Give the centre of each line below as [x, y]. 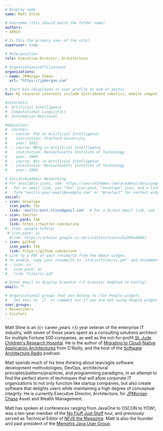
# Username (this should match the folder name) [55, 23]
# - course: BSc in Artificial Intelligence [52, 161]
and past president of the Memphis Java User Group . [58, 424]
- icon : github [20, 242]
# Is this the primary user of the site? [48, 41]
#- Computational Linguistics [36, 112]
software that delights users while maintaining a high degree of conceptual [80, 388]
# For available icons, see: [34, 183]
